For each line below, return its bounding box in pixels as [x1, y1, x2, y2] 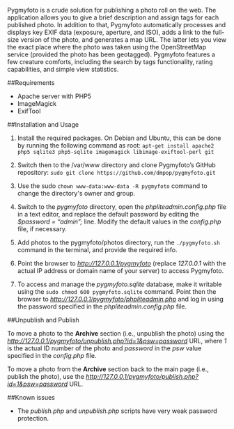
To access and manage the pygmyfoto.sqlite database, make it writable [17, 280, 222, 288]
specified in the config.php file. [7, 352, 97, 359]
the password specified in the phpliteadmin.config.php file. [17, 302, 187, 311]
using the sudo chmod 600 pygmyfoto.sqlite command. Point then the [17, 288, 217, 295]
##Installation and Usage [7, 120, 79, 128]
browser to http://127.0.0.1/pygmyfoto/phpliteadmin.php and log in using [17, 295, 224, 303]
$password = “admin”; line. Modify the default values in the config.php [17, 217, 221, 226]
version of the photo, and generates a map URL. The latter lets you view [20, 36, 227, 44]
